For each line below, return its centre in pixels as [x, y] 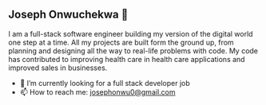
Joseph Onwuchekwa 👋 [68, 15]
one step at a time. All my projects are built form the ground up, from [121, 42]
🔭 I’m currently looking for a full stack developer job [105, 83]
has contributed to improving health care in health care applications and [127, 59]
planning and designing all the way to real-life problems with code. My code [133, 51]
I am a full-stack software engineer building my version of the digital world [131, 33]
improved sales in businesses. [58, 68]
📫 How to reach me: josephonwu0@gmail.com [97, 91]
